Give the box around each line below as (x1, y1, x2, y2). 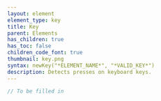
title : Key (7, 23, 39, 30)
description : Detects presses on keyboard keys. (7, 68, 152, 75)
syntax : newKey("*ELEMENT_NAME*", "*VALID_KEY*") (7, 62, 155, 69)
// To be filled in (7, 88, 64, 95)
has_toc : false (7, 42, 52, 49)
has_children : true (7, 36, 64, 43)
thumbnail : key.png (7, 56, 64, 63)
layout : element (7, 10, 55, 17)
